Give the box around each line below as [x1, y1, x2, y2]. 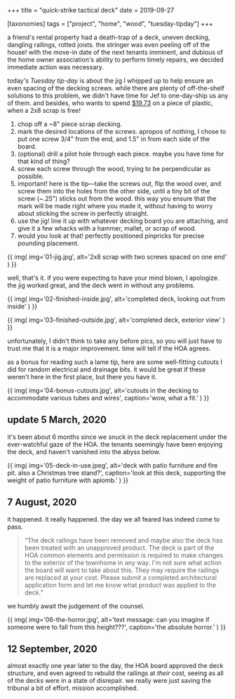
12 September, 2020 [7, 643, 98, 655]
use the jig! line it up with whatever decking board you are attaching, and [17, 217, 228, 225]
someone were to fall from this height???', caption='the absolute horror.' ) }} [7, 623, 226, 631]
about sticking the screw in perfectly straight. [17, 210, 149, 217]
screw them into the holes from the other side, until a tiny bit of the [17, 187, 210, 195]
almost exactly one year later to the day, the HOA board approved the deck [7, 662, 224, 670]
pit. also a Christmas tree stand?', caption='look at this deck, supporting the [7, 468, 227, 477]
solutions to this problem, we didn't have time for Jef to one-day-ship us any [7, 91, 229, 100]
